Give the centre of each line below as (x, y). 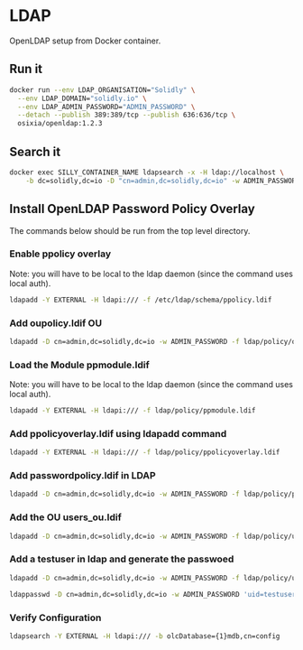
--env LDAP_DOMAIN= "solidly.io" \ (82, 98)
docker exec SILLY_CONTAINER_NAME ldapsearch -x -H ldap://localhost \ (147, 172)
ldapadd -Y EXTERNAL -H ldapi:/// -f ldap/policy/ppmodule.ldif (133, 411)
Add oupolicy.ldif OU (55, 323)
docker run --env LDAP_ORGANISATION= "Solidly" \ (102, 90)
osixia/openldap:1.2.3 (60, 124)
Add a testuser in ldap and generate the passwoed (122, 559)
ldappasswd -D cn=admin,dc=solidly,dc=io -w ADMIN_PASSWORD (125, 594)
